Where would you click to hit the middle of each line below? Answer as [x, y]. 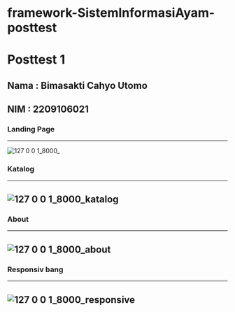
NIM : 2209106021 [48, 109]
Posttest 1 [36, 60]
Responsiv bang [35, 269]
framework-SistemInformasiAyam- [111, 13]
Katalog [21, 169]
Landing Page [31, 129]
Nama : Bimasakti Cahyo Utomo [78, 85]
